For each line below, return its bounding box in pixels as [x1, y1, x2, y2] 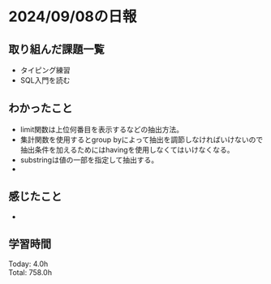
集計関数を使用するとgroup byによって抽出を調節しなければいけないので [19, 135, 264, 144]
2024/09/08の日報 [8, 7, 137, 26]
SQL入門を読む [19, 75, 71, 85]
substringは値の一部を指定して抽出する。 [19, 155, 159, 165]
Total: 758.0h [8, 268, 53, 278]
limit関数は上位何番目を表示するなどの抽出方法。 [19, 124, 184, 134]
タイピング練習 [19, 66, 71, 75]
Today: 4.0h [8, 259, 49, 269]
